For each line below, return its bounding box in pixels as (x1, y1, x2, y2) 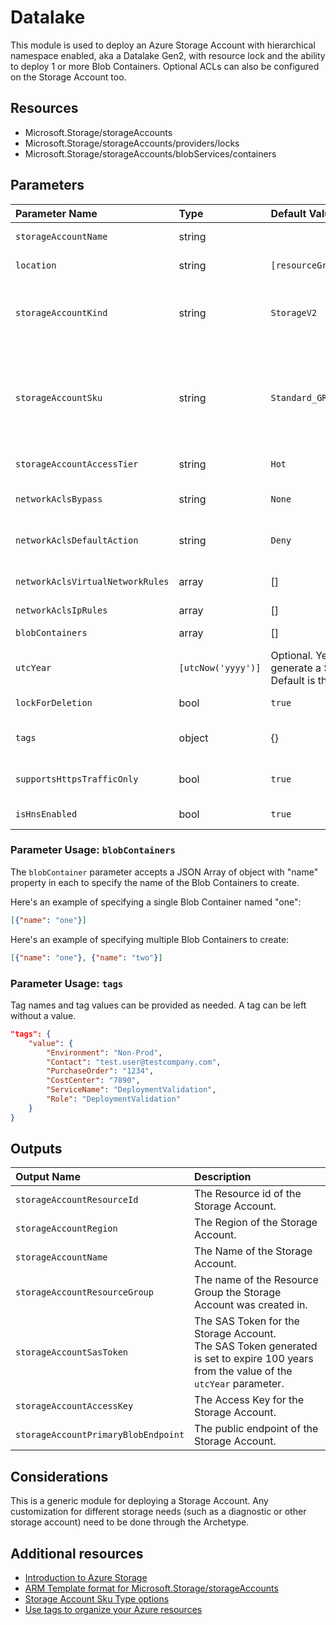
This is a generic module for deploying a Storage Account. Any (10, 1495, 269, 1507)
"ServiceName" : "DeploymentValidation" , (46, 1085, 217, 1095)
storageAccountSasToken (15, 1347, 129, 1358)
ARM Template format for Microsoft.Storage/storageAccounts (24, 1582, 279, 1595)
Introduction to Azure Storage (24, 1572, 148, 1584)
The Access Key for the (194, 1393, 305, 1407)
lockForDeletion (15, 697, 93, 708)
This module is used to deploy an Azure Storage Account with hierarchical (10, 39, 316, 51)
